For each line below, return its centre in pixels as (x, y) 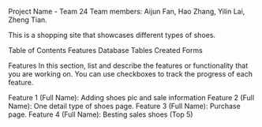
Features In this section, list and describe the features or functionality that (128, 65)
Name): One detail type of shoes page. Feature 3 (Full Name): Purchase (124, 106)
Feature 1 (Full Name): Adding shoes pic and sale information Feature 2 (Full (131, 97)
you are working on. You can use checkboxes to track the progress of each (130, 74)
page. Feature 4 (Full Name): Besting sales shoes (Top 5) (101, 114)
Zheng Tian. (28, 20)
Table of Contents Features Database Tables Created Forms (105, 50)
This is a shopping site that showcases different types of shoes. (112, 35)
